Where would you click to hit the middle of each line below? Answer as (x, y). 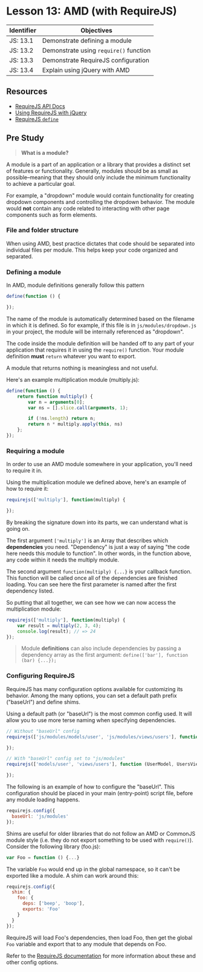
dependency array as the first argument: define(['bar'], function (105, 655)
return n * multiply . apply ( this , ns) (75, 424)
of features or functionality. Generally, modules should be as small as (92, 171)
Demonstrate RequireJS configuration (96, 60)
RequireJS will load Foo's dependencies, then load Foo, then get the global (99, 938)
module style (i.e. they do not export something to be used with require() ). (100, 840)
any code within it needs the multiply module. (63, 560)
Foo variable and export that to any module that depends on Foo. (86, 944)
